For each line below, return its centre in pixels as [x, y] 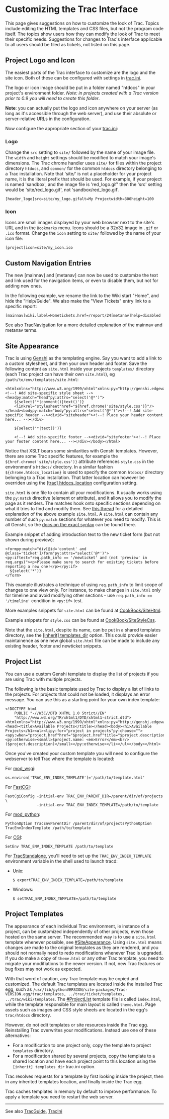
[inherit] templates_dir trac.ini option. [54, 1066]
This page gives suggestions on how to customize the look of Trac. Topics [82, 23]
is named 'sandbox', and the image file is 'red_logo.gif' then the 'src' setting [84, 184]
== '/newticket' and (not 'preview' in [105, 557]
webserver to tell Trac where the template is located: [60, 759]
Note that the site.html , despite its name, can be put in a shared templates [83, 630]
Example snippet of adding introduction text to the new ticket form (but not [82, 534]
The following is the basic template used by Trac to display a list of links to [82, 689]
